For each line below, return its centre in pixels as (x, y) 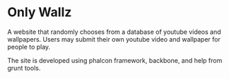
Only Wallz (40, 12)
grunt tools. (24, 68)
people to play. (29, 47)
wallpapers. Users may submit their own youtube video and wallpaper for (114, 39)
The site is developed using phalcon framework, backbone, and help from (115, 60)
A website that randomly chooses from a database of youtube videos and (114, 32)
